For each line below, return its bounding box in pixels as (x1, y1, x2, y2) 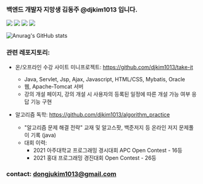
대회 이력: (24, 138, 47, 146)
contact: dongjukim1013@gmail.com (6, 169, 117, 178)
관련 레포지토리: (6, 49, 50, 57)
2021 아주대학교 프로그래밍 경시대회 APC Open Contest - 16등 (33, 146, 183, 154)
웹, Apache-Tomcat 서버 (24, 83, 84, 90)
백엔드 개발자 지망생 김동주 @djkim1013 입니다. (6, 5, 138, 13)
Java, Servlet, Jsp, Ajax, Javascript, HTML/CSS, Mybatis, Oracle (24, 75, 185, 83)
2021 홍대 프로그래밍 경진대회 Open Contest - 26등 (33, 154, 156, 162)
